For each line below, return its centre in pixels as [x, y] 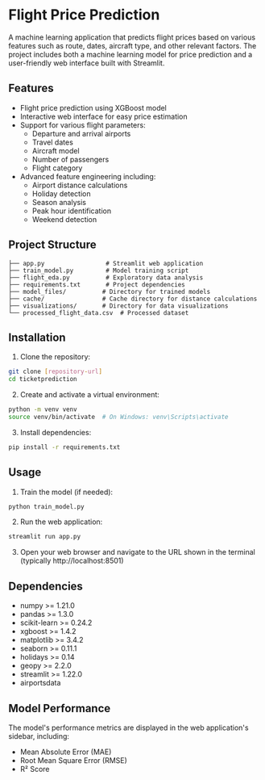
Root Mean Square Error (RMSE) [73, 760]
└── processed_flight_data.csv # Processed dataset [99, 312]
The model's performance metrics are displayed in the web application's [128, 728]
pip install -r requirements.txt [64, 447]
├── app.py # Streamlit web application [106, 263]
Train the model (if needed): [66, 492]
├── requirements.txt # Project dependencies [97, 284]
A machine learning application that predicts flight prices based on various [132, 37]
